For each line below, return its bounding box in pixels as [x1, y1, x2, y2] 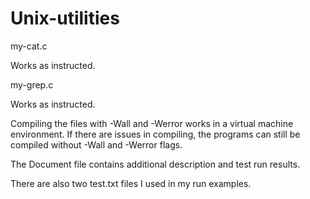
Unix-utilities [10, 7, 120, 30]
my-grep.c [10, 78, 54, 91]
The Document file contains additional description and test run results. [10, 158, 301, 170]
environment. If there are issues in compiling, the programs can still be [10, 128, 301, 140]
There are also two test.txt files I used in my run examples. [10, 177, 252, 189]
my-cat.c [10, 40, 48, 52]
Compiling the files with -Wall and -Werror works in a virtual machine [10, 117, 294, 129]
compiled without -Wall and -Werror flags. [10, 138, 183, 151]
